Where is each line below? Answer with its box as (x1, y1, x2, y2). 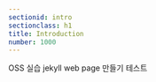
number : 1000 (8, 37, 57, 47)
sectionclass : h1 (8, 21, 73, 30)
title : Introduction (8, 29, 85, 38)
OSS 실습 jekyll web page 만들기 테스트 (8, 63, 148, 73)
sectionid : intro (8, 12, 73, 22)
